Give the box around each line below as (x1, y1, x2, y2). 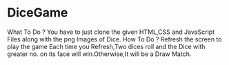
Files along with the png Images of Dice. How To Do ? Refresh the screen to (7, 35, 222, 43)
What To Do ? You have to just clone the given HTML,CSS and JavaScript (7, 28, 215, 36)
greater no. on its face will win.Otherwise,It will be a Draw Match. (7, 50, 192, 58)
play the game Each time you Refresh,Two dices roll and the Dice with (7, 42, 206, 50)
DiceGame (7, 5, 68, 21)
